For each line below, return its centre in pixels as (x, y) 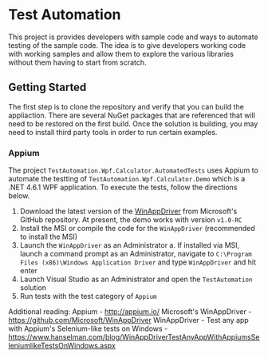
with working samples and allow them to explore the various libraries (121, 54)
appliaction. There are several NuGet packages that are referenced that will (132, 115)
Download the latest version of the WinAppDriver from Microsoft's (128, 211)
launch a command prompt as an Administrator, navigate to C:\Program (136, 254)
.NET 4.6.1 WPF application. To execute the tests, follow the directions (123, 187)
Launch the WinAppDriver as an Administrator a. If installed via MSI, (130, 245)
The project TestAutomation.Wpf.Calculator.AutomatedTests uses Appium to (134, 170)
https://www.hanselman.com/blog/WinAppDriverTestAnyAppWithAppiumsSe (134, 337)
